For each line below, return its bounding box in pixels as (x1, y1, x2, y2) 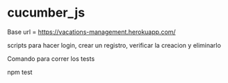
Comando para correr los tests (7, 54, 95, 63)
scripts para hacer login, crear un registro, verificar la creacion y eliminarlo (7, 41, 221, 49)
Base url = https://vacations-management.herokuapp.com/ (7, 28, 176, 36)
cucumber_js (7, 5, 85, 21)
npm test (7, 68, 33, 76)
